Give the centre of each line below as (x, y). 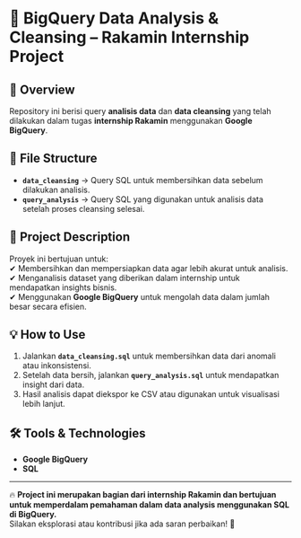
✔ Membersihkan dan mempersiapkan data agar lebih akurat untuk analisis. (149, 268)
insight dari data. (53, 384)
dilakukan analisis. (56, 190)
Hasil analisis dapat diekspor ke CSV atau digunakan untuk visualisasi (151, 394)
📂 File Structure (53, 159)
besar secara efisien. (48, 306)
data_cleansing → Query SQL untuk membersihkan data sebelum (142, 180)
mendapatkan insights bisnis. (63, 287)
